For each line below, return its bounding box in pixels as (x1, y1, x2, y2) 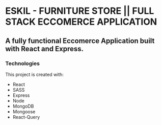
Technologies (5, 59, 40, 67)
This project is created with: (5, 71, 64, 77)
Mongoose (12, 108, 36, 115)
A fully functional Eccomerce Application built (5, 36, 155, 45)
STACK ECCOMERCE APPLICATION (5, 16, 157, 28)
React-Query (12, 114, 40, 120)
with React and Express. (5, 44, 84, 53)
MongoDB (12, 103, 34, 109)
